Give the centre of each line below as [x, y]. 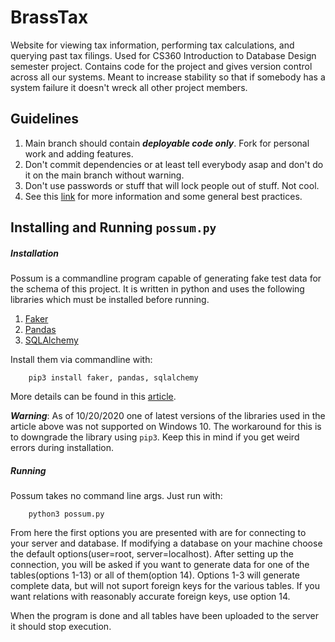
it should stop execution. [61, 627]
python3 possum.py [66, 514]
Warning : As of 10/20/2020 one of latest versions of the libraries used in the [168, 416]
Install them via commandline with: [81, 360]
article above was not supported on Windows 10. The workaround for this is [166, 427]
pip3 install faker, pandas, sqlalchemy [113, 378]
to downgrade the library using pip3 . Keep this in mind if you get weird [155, 437]
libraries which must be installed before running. [110, 300]
